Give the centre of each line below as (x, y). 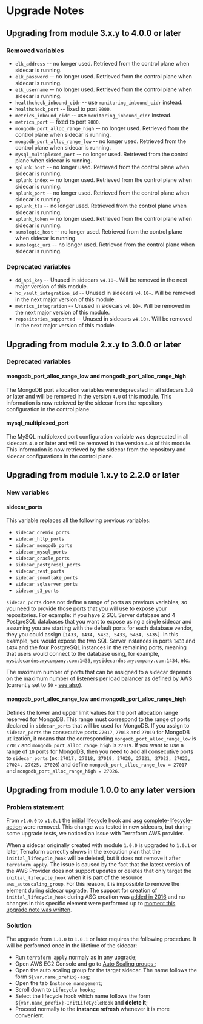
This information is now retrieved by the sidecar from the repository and (96, 449)
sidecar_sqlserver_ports (46, 585)
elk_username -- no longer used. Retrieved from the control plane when (104, 89)
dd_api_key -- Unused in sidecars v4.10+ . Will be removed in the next (101, 280)
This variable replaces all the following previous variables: (78, 520)
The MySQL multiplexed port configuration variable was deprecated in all (98, 436)
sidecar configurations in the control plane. (60, 456)
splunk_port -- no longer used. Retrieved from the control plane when (102, 193)
